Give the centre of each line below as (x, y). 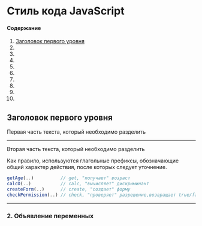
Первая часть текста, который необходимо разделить (76, 132)
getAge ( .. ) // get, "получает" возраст (69, 178)
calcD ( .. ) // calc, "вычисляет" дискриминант (78, 184)
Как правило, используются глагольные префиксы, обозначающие (93, 161)
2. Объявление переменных (50, 216)
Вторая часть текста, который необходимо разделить (76, 149)
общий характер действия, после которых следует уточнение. (87, 167)
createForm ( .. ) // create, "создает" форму (69, 189)
